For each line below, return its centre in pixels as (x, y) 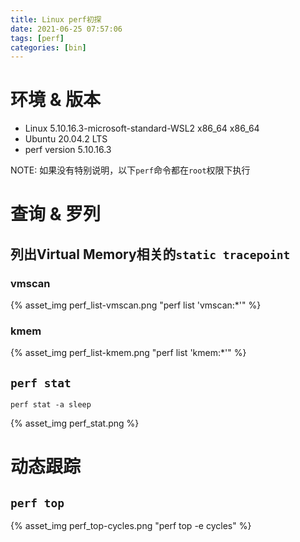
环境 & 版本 (56, 100)
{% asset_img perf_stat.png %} (75, 423)
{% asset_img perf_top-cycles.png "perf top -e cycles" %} (131, 526)
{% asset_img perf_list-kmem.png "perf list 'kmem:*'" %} (128, 353)
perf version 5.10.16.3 (68, 150)
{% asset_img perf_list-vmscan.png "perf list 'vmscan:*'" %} (136, 305)
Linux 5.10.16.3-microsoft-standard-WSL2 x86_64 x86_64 (142, 128)
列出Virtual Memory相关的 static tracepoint (150, 254)
